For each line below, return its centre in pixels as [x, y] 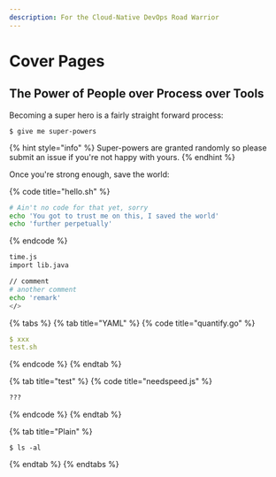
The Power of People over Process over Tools [137, 94]
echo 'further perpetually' [61, 224]
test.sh [23, 347]
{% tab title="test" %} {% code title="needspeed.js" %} [111, 381]
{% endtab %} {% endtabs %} [64, 465]
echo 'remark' [35, 297]
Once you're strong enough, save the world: [89, 174]
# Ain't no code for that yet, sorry [79, 208]
